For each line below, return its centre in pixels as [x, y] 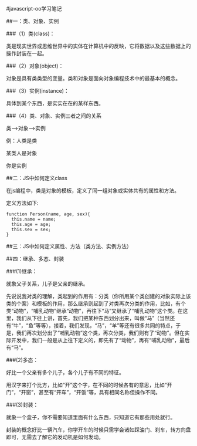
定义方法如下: [23, 203]
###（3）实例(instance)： [38, 91]
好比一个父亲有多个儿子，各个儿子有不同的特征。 [65, 372]
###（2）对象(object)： [35, 66]
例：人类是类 [21, 141]
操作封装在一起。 [27, 53]
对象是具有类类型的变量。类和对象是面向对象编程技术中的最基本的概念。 [93, 78]
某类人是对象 [21, 153]
